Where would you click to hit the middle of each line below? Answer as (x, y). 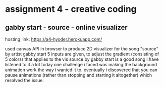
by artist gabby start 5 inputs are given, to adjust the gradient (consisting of (82, 54)
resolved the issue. (25, 80)
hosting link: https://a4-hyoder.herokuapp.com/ (54, 39)
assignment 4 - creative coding (71, 9)
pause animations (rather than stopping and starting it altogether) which (79, 75)
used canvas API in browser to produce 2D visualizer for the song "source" (82, 49)
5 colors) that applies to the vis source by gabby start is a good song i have (82, 59)
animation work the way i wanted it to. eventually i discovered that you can (81, 70)
